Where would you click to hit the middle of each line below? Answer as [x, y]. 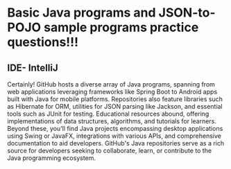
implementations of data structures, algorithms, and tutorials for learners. [112, 121]
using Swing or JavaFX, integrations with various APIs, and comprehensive [114, 136]
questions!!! [43, 42]
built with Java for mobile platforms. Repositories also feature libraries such [115, 99]
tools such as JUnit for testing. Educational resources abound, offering [108, 114]
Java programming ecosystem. [51, 158]
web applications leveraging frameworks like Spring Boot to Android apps [112, 92]
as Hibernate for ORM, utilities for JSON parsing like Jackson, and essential [115, 106]
